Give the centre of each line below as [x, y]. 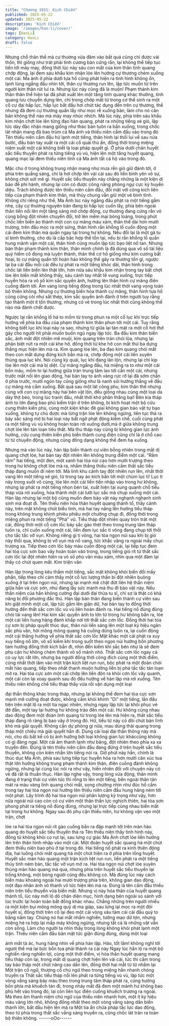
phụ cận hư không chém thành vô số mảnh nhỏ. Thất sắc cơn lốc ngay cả [81, 652]
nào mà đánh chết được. [30, 307]
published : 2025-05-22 [29, 15]
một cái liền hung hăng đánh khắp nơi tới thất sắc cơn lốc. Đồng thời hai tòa [83, 620]
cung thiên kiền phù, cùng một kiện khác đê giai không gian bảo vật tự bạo [82, 408]
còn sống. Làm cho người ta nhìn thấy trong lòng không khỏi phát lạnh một [82, 928]
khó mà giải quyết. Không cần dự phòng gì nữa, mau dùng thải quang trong [83, 726]
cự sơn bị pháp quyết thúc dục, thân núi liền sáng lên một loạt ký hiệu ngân [83, 625]
